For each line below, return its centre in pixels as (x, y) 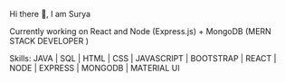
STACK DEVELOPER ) (49, 41)
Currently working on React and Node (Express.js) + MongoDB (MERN (140, 31)
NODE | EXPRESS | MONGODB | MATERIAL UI (95, 68)
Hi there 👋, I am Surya (50, 14)
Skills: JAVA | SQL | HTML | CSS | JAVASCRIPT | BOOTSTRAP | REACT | (143, 58)
